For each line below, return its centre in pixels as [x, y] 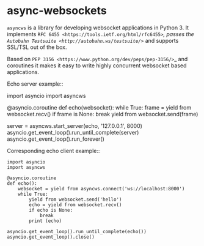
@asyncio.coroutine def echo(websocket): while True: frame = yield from [99, 107]
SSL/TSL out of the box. [37, 47]
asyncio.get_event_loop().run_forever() [56, 139]
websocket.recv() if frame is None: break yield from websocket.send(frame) [103, 114]
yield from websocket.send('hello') [75, 199]
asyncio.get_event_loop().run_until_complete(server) [73, 132]
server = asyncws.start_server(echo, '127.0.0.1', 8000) [75, 125]
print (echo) [46, 221]
